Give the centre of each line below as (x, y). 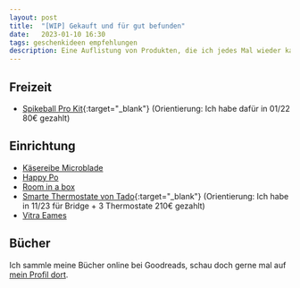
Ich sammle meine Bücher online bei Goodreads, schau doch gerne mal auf (148, 265)
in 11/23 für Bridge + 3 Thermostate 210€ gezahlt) (113, 206)
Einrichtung (42, 146)
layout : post (33, 17)
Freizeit (30, 87)
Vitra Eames (44, 215)
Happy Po (40, 177)
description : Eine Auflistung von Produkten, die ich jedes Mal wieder (145, 51)
